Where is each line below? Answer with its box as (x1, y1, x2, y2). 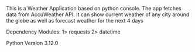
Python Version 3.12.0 (6, 40, 59, 46)
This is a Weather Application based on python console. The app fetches (6, 5, 182, 12)
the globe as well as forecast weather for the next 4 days (6, 17, 143, 24)
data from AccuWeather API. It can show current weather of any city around (6, 11, 190, 18)
